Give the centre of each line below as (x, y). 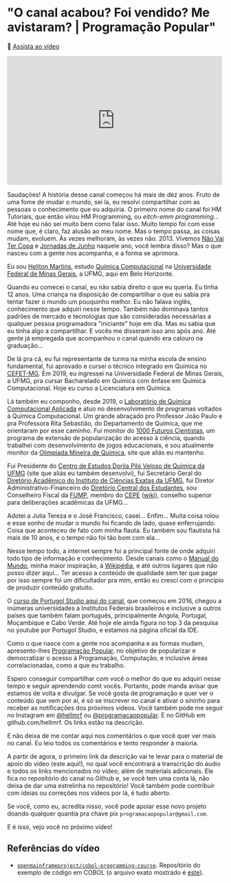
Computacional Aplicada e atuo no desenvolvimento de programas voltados (114, 408)
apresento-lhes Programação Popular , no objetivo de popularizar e (101, 651)
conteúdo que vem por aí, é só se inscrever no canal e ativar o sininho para (114, 700)
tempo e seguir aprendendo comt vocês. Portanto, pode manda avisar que (113, 686)
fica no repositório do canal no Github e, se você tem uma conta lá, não (108, 778)
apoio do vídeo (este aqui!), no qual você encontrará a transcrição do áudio (114, 763)
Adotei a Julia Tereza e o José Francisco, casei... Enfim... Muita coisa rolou (113, 515)
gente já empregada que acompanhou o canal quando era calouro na (105, 338)
